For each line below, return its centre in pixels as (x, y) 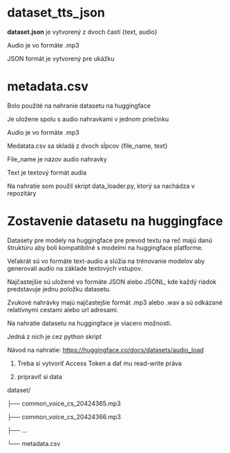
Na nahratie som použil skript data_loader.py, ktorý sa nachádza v (101, 186)
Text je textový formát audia (47, 172)
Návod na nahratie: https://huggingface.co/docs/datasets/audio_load (105, 349)
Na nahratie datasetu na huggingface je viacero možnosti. (89, 323)
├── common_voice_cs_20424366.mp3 (64, 416)
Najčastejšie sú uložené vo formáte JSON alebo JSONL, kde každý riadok (112, 282)
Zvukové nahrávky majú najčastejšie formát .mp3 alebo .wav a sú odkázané (115, 302)
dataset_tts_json (56, 13)
